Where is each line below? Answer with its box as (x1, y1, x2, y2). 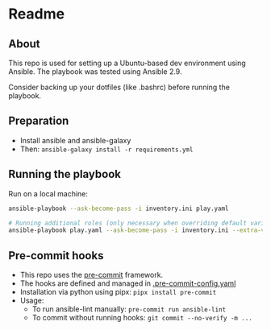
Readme (8, 5, 65, 23)
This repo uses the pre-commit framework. (19, 270, 164, 280)
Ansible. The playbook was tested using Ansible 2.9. (8, 67, 182, 76)
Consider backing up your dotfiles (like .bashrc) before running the (8, 82, 230, 92)
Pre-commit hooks (8, 249, 104, 262)
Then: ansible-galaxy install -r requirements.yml (19, 144, 194, 154)
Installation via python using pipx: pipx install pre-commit (19, 287, 217, 297)
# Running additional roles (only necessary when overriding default (8, 219, 248, 227)
